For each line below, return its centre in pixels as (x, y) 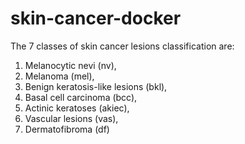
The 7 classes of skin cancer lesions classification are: (122, 46)
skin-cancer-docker (96, 18)
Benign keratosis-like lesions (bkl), (96, 86)
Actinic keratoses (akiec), (77, 108)
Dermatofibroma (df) (67, 129)
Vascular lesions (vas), (71, 118)
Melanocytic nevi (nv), (70, 65)
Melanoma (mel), (59, 76)
